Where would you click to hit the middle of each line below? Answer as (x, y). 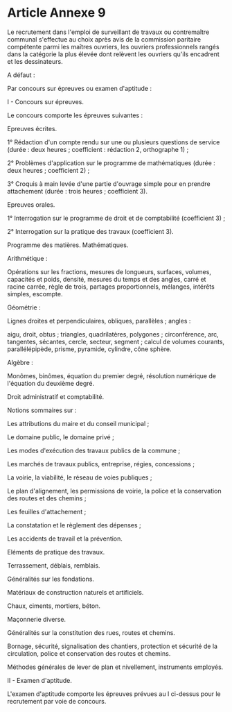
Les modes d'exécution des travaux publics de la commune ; (94, 450)
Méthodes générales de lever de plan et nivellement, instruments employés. (115, 667)
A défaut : (21, 75)
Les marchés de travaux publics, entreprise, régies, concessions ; (101, 464)
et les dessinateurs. (35, 61)
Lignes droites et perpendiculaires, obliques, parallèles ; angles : (99, 321)
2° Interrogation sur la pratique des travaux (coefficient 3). (91, 231)
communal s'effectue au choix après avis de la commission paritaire (104, 39)
